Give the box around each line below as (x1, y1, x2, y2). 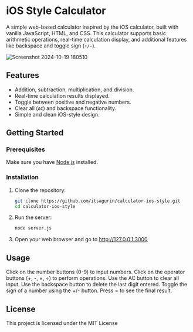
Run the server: (14, 214, 52, 221)
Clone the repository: (14, 186, 66, 194)
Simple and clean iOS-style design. (14, 111, 100, 118)
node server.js (14, 225, 52, 231)
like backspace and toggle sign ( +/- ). (6, 42, 96, 49)
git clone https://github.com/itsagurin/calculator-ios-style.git (14, 198, 181, 204)
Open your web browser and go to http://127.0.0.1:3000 (14, 236, 148, 243)
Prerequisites (6, 145, 45, 153)
